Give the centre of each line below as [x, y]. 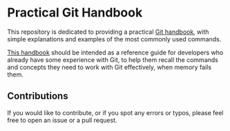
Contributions [38, 96]
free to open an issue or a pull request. [62, 120]
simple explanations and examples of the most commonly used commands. [114, 39]
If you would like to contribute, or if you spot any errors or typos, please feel [115, 112]
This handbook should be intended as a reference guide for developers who [115, 52]
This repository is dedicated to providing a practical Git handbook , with [108, 32]
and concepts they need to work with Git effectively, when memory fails [109, 67]
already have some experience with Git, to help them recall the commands [113, 59]
